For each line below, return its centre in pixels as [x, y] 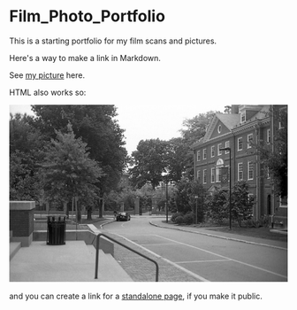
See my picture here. [47, 75]
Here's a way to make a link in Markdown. [85, 58]
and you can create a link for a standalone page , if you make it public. [136, 296]
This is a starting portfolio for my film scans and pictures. [113, 41]
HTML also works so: [48, 92]
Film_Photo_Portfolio [88, 16]
